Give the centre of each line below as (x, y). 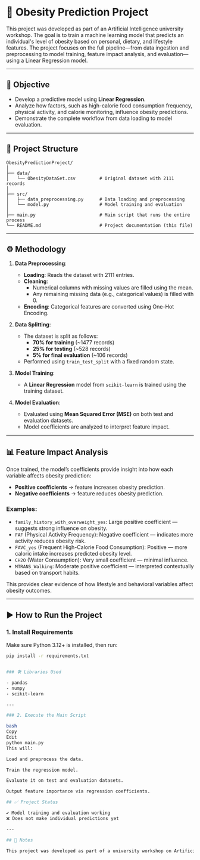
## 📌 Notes (20, 840)
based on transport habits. (47, 573)
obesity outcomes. (29, 591)
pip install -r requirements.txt (48, 656)
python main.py (25, 742)
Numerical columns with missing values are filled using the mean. (113, 288)
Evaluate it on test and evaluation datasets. (65, 781)
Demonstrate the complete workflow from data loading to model (93, 118)
